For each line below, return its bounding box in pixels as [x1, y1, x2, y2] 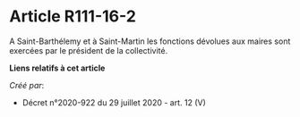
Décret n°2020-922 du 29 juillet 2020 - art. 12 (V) [21, 96, 206, 108]
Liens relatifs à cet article [9, 63, 106, 73]
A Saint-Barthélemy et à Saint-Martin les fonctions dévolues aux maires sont [9, 36, 291, 46]
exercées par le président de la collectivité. [9, 45, 168, 55]
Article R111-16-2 [9, 6, 137, 27]
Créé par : [9, 79, 45, 90]
